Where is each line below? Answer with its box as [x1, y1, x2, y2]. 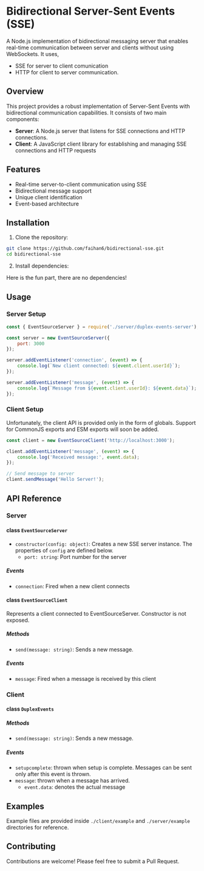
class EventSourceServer [6, 527, 68, 534]
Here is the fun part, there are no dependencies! [6, 274, 127, 282]
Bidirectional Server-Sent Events [6, 4, 175, 18]
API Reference [6, 493, 62, 503]
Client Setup [6, 405, 44, 414]
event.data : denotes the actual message [24, 783, 126, 791]
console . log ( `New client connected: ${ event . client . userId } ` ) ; [17, 363, 181, 369]
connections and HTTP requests [15, 146, 97, 154]
